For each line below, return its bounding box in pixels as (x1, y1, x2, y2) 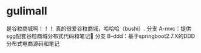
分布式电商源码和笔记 (6, 40, 60, 47)
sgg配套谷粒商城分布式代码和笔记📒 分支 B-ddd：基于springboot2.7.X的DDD (6, 32, 196, 40)
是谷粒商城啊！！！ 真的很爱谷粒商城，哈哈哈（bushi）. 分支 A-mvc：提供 (6, 25, 192, 32)
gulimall (6, 4, 47, 18)
